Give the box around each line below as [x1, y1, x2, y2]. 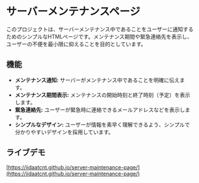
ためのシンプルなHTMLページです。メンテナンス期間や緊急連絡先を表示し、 [6, 33, 192, 40]
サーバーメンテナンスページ [6, 5, 141, 18]
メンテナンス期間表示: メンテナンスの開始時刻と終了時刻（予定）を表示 [14, 91, 191, 98]
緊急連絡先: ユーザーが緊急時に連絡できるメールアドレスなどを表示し [14, 106, 185, 113]
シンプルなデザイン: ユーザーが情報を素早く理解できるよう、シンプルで [14, 121, 191, 128]
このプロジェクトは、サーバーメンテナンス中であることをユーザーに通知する [6, 26, 194, 33]
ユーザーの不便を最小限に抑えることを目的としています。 [6, 40, 147, 48]
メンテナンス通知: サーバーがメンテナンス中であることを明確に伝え [14, 76, 180, 83]
